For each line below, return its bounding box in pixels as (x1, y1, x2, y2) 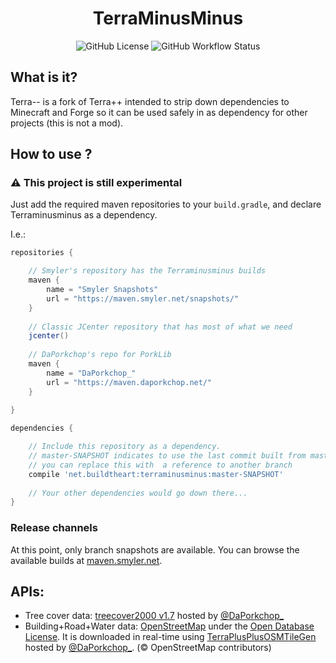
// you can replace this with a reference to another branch (28, 460, 293, 470)
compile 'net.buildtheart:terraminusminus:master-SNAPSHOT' (28, 469, 284, 479)
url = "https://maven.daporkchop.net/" (46, 377, 213, 387)
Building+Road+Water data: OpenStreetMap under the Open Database (24, 620, 315, 632)
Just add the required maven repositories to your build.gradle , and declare (10, 198, 322, 211)
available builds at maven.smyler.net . (10, 554, 163, 566)
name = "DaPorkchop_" (46, 368, 137, 378)
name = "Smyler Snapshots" (46, 285, 159, 295)
